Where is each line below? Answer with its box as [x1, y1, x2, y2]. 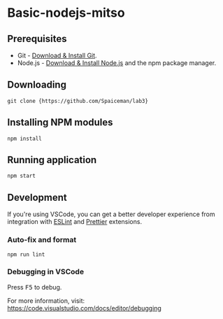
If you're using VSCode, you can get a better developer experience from [7, 210, 215, 218]
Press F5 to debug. [7, 283, 62, 291]
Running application [7, 154, 97, 166]
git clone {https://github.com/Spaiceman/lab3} [7, 97, 149, 104]
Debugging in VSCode [7, 267, 85, 277]
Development [7, 191, 68, 204]
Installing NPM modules [7, 117, 113, 129]
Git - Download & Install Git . [17, 51, 97, 59]
